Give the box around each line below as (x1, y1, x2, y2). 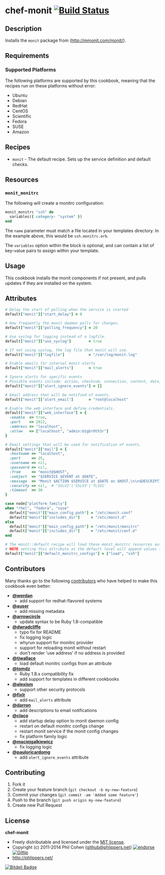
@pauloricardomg (12, 749, 51, 755)
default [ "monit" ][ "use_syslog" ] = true (5, 339, 102, 344)
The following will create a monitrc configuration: (5, 200, 105, 206)
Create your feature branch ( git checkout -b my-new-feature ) (12, 787, 138, 793)
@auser (12, 603, 29, 609)
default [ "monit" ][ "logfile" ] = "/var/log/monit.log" (5, 352, 137, 357)
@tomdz (12, 665, 30, 671)
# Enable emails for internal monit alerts (5, 361, 96, 366)
